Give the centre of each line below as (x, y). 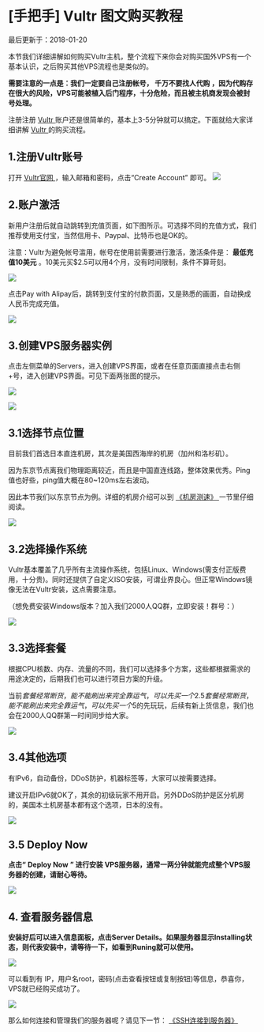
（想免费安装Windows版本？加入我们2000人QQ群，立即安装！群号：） (123, 606)
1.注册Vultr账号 (46, 157)
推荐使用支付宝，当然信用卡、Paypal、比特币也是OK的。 (100, 235)
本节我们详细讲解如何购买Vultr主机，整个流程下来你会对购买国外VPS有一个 (130, 56)
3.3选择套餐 (37, 648)
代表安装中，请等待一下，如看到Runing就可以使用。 (113, 947)
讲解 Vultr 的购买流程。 (52, 129)
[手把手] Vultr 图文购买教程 (96, 16)
